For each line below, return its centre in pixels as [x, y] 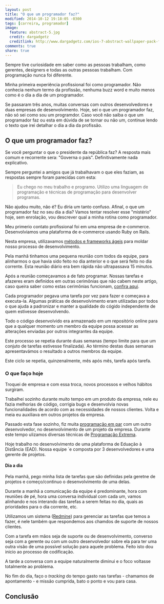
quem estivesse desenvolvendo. [38, 312]
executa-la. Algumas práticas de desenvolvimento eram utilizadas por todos [82, 301]
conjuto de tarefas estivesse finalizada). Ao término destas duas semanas [79, 346]
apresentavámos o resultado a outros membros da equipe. [64, 351]
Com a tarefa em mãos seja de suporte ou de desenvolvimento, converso [79, 536]
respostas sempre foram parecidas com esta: [51, 177]
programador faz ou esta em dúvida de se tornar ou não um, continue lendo [81, 120]
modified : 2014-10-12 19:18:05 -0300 [43, 19]
